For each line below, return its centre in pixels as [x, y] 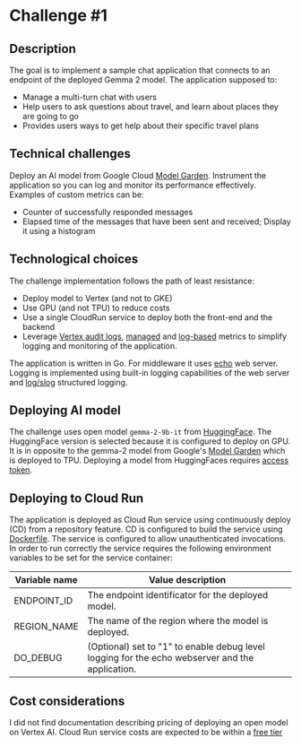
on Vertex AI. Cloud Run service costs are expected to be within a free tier [146, 733]
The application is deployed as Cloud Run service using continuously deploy [150, 520]
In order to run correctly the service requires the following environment [140, 549]
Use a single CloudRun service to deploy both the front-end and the [147, 317]
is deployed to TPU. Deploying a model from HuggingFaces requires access [149, 460]
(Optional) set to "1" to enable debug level [176, 646]
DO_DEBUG [38, 658]
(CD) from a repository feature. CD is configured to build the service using [146, 529]
